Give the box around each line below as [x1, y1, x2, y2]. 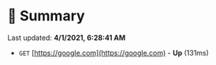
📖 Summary [7, 7, 85, 25]
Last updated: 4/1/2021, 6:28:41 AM [7, 33, 126, 42]
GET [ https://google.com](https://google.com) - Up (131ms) [18, 48, 210, 57]
